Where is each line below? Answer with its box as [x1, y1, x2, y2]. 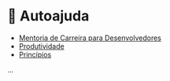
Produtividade [18, 41, 65, 50]
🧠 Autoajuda [7, 7, 90, 25]
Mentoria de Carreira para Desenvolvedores [18, 33, 162, 42]
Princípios [18, 50, 52, 59]
